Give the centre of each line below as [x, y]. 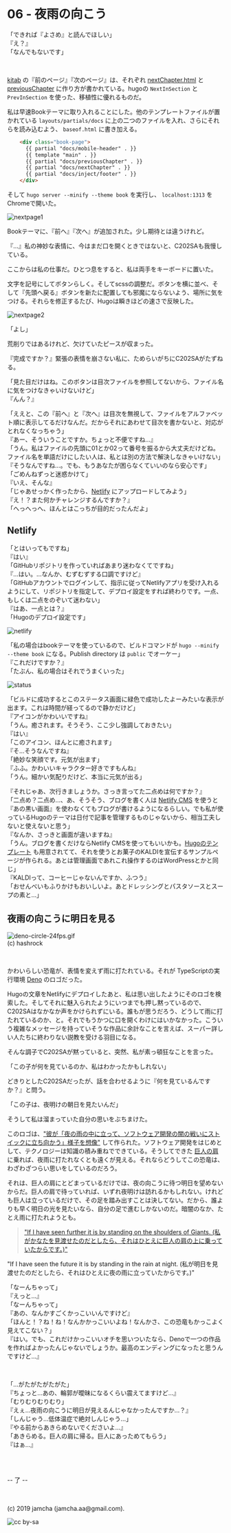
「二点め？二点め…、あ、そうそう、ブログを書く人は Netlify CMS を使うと [113, 800]
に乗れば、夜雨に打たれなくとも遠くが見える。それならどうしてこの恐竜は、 [115, 1159]
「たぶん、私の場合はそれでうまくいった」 [67, 671]
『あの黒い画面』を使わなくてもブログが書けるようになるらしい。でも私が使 [115, 809]
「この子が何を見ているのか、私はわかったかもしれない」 [88, 1066]
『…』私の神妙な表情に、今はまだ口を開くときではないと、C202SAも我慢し [114, 246]
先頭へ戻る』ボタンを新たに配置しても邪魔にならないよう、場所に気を [124, 293]
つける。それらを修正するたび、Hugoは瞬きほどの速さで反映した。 [102, 301]
